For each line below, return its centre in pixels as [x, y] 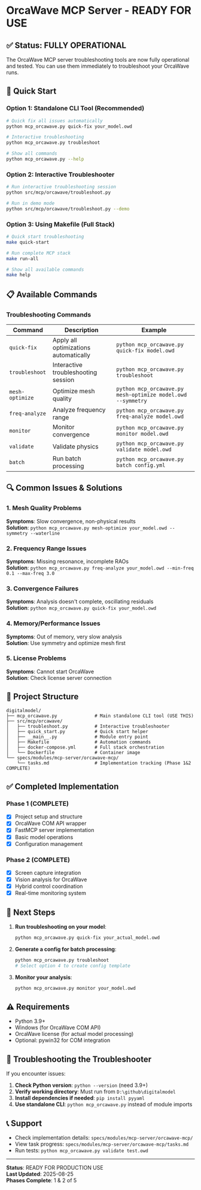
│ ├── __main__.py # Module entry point [77, 737]
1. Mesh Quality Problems [44, 508]
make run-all [22, 258]
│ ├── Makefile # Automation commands [79, 742]
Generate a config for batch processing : [66, 949]
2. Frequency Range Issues [46, 548]
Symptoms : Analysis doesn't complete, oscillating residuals [80, 602]
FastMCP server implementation [54, 830]
